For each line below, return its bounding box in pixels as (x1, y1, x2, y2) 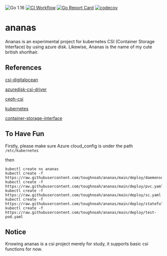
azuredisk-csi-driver (5, 86, 47, 92)
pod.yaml (5, 214, 23, 219)
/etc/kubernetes (5, 148, 39, 153)
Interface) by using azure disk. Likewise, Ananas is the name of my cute (5, 44, 153, 50)
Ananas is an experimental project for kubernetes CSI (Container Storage (5, 38, 155, 44)
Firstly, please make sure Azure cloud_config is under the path (5, 143, 133, 149)
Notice (5, 228, 26, 236)
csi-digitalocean (5, 77, 38, 83)
